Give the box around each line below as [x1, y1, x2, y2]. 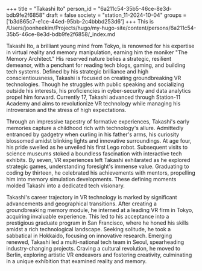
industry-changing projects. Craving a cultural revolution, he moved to [6, 245, 181, 252]
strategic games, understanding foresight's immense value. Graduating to [6, 163, 189, 170]
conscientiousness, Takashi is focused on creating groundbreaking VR [6, 75, 181, 81]
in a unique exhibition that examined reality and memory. [6, 258, 147, 264]
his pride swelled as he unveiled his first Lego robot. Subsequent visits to [6, 144, 188, 151]
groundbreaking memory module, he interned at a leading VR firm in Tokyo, [6, 207, 194, 213]
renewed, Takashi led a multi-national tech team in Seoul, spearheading [6, 238, 185, 246]
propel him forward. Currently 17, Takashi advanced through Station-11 [6, 93, 181, 101]
